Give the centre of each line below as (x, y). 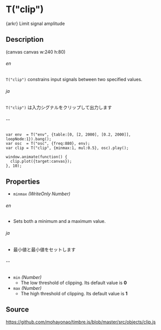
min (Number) (27, 277)
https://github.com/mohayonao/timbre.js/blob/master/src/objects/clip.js (81, 322)
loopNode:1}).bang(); (29, 139)
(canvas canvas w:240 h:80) (36, 52)
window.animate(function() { (37, 157)
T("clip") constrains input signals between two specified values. (74, 79)
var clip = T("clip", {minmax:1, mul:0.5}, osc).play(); (67, 148)
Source (18, 310)
